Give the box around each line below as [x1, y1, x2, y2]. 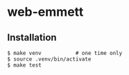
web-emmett [7, 4, 84, 20]
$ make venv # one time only [7, 50, 123, 56]
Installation [7, 32, 57, 43]
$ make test [7, 62, 42, 69]
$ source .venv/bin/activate [7, 56, 92, 63]
